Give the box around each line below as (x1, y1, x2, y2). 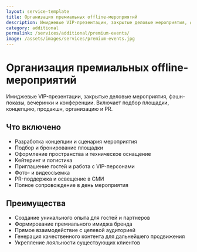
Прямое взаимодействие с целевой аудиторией (14, 226, 136, 233)
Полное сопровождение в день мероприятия (14, 181, 129, 188)
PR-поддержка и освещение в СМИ (14, 175, 104, 182)
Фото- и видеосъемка (14, 169, 70, 176)
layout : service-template (6, 8, 69, 15)
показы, (6, 99, 26, 106)
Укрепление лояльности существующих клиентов (14, 239, 141, 246)
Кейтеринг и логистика (14, 156, 73, 164)
